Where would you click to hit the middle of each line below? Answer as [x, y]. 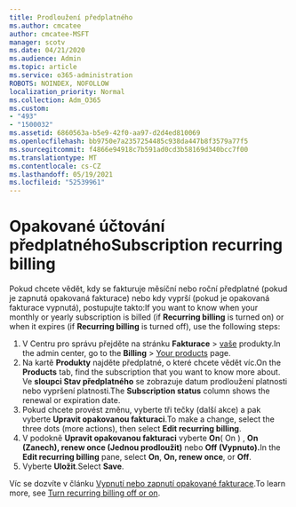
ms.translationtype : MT [53, 158]
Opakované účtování [87, 226]
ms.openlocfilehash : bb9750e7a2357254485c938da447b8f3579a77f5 [129, 141]
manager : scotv [37, 42]
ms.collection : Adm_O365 [55, 100]
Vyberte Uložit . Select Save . [73, 466]
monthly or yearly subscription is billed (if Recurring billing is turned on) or [147, 317]
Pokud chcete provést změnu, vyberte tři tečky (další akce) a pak [141, 410]
